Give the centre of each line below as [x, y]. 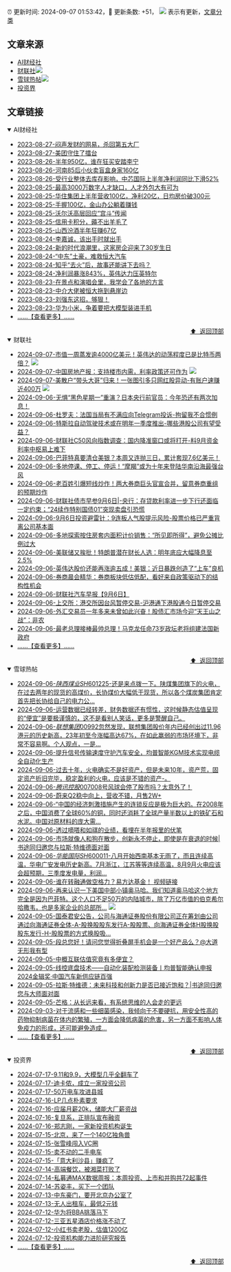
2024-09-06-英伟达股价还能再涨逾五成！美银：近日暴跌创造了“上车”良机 [120, 568]
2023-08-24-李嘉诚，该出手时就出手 [69, 239]
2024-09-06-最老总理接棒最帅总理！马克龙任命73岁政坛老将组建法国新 [118, 629]
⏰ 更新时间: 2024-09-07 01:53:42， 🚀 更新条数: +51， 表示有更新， [106, 12]
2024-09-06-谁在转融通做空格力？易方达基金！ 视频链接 [97, 882]
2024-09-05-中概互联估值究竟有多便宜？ [75, 959]
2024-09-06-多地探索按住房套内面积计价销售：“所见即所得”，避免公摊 [117, 535]
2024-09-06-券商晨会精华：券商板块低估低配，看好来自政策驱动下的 [114, 577]
